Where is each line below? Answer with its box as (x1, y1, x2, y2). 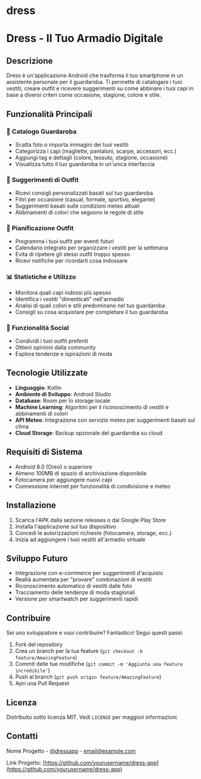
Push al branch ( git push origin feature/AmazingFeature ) (15, 673, 162, 680)
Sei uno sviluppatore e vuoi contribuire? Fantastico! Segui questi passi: (6, 629, 184, 637)
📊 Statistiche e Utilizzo (6, 273, 77, 281)
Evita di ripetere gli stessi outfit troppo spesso (15, 251, 131, 258)
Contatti (6, 731, 38, 741)
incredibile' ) (15, 667, 50, 674)
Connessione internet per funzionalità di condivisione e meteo (15, 482, 171, 490)
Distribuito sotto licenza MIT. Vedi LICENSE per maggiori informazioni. (6, 713, 179, 721)
